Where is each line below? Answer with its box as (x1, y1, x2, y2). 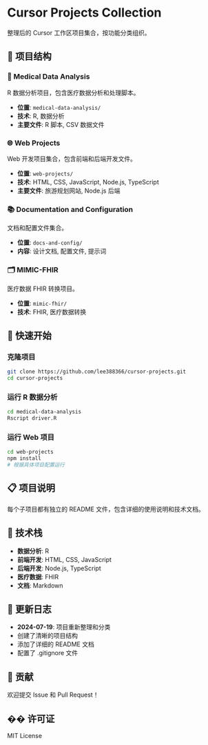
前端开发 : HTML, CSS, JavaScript (17, 555, 112, 563)
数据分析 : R (17, 547, 50, 555)
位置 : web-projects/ (17, 169, 74, 177)
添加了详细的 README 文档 (17, 640, 94, 648)
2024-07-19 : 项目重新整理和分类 (17, 623, 111, 631)
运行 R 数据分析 (7, 392, 58, 402)
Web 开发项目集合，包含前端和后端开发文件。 (7, 154, 136, 163)
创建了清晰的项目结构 (17, 632, 78, 640)
